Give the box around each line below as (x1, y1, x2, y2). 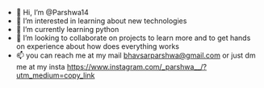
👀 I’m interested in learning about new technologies (15, 16, 187, 26)
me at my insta (15, 62, 65, 71)
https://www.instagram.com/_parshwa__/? (66, 62, 207, 71)
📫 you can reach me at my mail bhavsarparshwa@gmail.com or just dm (15, 50, 256, 60)
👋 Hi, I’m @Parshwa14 (15, 8, 89, 17)
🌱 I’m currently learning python (15, 25, 119, 34)
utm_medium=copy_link (15, 70, 95, 80)
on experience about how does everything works (15, 42, 180, 51)
